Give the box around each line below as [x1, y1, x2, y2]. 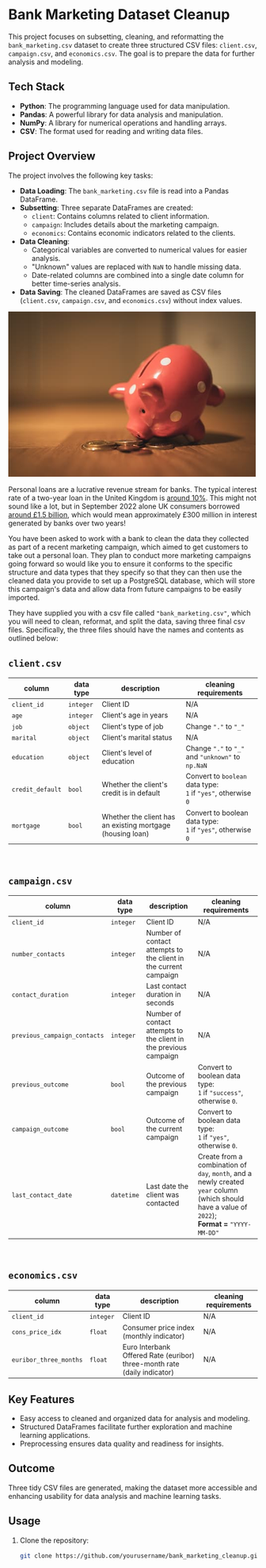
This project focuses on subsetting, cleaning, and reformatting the [8, 32, 224, 41]
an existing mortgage [101, 821, 171, 830]
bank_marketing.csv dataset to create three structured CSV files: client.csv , [8, 40, 257, 49]
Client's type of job [101, 721, 164, 731]
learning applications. [19, 1431, 91, 1440]
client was [146, 1189, 180, 1199]
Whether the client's [101, 780, 168, 790]
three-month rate [122, 1359, 180, 1368]
